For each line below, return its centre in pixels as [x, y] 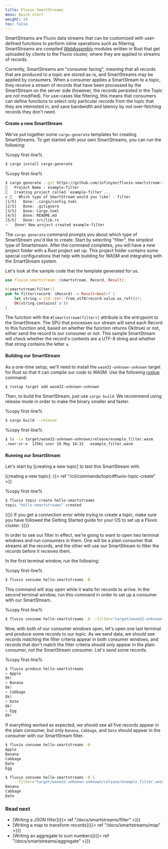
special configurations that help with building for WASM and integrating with [84, 256]
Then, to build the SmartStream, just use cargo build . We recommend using [83, 396]
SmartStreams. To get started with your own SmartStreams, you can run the [83, 140]
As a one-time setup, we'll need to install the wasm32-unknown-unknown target [83, 367]
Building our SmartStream [33, 355]
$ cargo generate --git [30, 183]
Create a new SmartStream [34, 123]
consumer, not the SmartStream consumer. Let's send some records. [76, 650]
